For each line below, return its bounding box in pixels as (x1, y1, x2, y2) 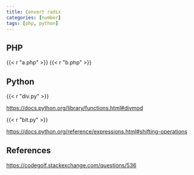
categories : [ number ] (6, 15, 61, 21)
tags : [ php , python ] (6, 20, 59, 26)
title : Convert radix (6, 9, 61, 15)
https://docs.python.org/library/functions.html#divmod (6, 105, 144, 111)
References (6, 145, 51, 156)
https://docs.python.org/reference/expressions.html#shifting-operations (6, 128, 187, 135)
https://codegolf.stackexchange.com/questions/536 (6, 162, 137, 169)
